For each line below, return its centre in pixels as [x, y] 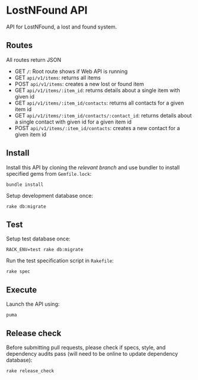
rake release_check [30, 371]
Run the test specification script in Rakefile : [60, 261]
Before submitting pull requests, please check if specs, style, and [86, 347]
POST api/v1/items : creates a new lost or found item [79, 84]
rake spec [18, 272]
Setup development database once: [50, 195]
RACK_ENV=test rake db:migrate [45, 250]
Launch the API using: [33, 304]
